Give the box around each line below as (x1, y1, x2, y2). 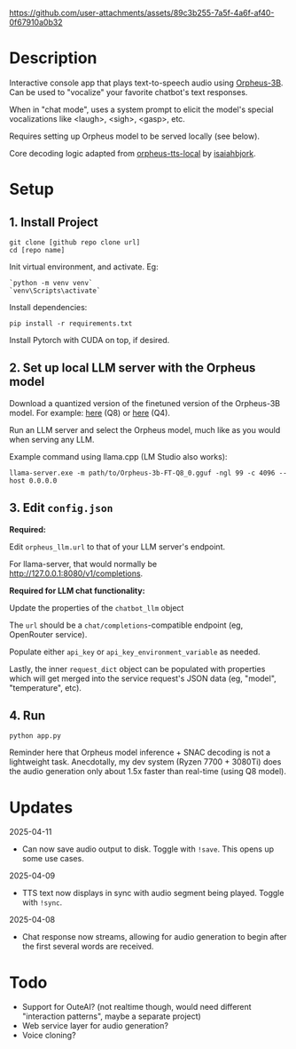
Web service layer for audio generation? (21, 1021, 168, 1031)
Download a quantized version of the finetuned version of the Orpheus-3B (9, 397, 281, 408)
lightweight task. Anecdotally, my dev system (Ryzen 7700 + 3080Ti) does (9, 757, 282, 767)
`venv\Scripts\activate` (9, 286, 101, 295)
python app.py (9, 732, 62, 741)
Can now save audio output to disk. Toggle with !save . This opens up (21, 844, 275, 854)
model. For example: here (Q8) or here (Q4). (9, 407, 171, 418)
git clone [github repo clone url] (9, 237, 141, 247)
